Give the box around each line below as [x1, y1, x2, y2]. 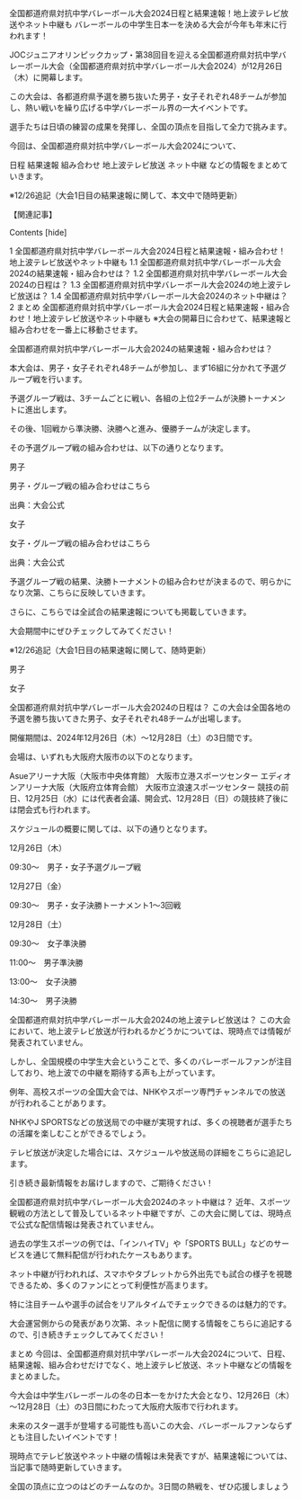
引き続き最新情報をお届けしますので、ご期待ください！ [9, 1177, 214, 1188]
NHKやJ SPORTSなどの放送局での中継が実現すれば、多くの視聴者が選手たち [9, 1117, 293, 1127]
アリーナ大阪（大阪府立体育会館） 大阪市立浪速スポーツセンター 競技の [16, 781, 281, 792]
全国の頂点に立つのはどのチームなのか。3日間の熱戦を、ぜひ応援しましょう [9, 1481, 289, 1491]
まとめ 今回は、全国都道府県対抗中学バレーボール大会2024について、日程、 [9, 1348, 290, 1359]
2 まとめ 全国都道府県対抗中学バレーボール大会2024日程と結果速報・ [9, 302, 267, 312]
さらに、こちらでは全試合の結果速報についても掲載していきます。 [9, 606, 252, 617]
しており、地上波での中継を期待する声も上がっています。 [9, 1067, 220, 1077]
